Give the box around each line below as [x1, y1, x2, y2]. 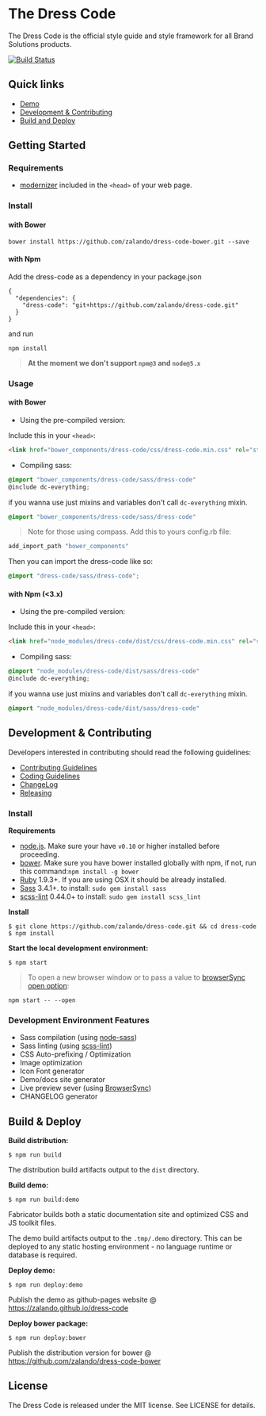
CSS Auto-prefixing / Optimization [19, 1050, 131, 1059]
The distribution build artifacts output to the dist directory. [8, 1165, 199, 1175]
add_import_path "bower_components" [8, 543, 129, 551]
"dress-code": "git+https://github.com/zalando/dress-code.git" [22, 301, 239, 309]
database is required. [8, 1250, 78, 1260]
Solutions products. [8, 39, 72, 48]
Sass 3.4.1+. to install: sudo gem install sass [19, 883, 167, 892]
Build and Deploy [19, 116, 76, 125]
